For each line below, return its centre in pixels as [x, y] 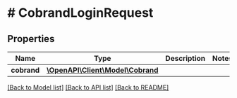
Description [186, 58]
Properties [31, 39]
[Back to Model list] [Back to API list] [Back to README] [88, 87]
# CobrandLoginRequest [80, 13]
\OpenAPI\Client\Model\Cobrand [102, 70]
